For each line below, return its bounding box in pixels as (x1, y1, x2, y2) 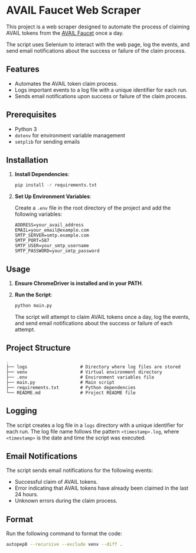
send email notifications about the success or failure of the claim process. (6, 47, 186, 54)
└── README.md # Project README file (6, 390, 136, 396)
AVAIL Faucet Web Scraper (6, 4, 141, 17)
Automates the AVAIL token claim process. (14, 80, 118, 87)
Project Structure (6, 343, 71, 353)
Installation (6, 155, 48, 165)
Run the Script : (14, 291, 53, 299)
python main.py (14, 303, 53, 309)
